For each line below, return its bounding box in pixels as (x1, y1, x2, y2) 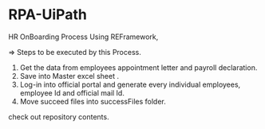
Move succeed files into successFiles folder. (19, 96, 166, 106)
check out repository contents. (8, 111, 109, 121)
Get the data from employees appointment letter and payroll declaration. (19, 62, 258, 72)
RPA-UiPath (8, 6, 88, 24)
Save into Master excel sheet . (19, 71, 120, 80)
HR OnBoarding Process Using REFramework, (8, 32, 159, 41)
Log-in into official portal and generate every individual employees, (19, 80, 241, 89)
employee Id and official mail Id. (19, 88, 125, 97)
